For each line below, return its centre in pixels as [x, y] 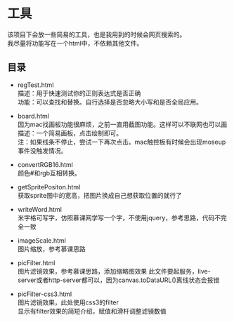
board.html [33, 116]
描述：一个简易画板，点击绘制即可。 [70, 133]
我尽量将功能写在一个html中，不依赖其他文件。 [75, 43]
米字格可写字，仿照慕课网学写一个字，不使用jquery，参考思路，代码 [116, 217]
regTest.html [35, 85]
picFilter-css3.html [45, 294]
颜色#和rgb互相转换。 [49, 173]
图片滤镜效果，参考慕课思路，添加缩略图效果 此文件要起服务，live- [114, 271]
